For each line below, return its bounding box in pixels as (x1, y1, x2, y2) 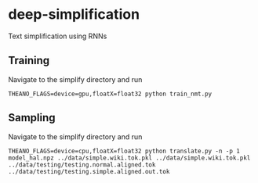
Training (8, 54, 50, 67)
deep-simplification (8, 5, 140, 23)
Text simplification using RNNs (8, 31, 107, 41)
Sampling (8, 111, 56, 124)
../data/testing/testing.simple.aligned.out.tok (8, 167, 170, 175)
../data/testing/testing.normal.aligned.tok (8, 160, 156, 169)
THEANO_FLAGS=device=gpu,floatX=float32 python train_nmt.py (8, 90, 213, 98)
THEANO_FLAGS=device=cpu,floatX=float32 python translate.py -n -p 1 (8, 147, 241, 155)
